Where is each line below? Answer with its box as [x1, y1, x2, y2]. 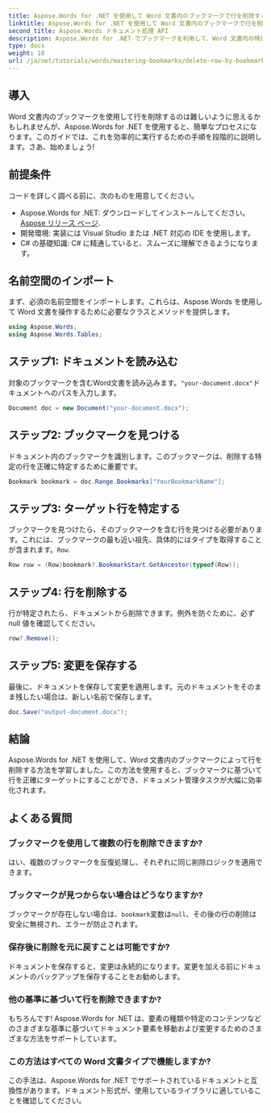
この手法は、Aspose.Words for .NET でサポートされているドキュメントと [8, 1076, 251, 1086]
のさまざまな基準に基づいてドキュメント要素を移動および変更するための [8, 1023, 248, 1033]
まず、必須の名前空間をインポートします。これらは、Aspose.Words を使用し [8, 297, 263, 306]
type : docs [8, 42, 45, 50]
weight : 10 [8, 49, 45, 57]
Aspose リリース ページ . [19, 218, 101, 227]
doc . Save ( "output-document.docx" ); [8, 707, 128, 716]
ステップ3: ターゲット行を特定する [8, 502, 181, 515]
